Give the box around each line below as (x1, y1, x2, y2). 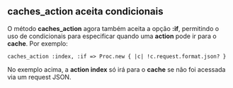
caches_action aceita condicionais (7, 6, 164, 18)
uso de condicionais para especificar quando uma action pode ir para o (7, 32, 217, 40)
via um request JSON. (7, 73, 72, 81)
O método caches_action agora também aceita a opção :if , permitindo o (7, 24, 220, 32)
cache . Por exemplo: (7, 39, 69, 48)
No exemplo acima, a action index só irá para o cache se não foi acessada (7, 65, 226, 73)
